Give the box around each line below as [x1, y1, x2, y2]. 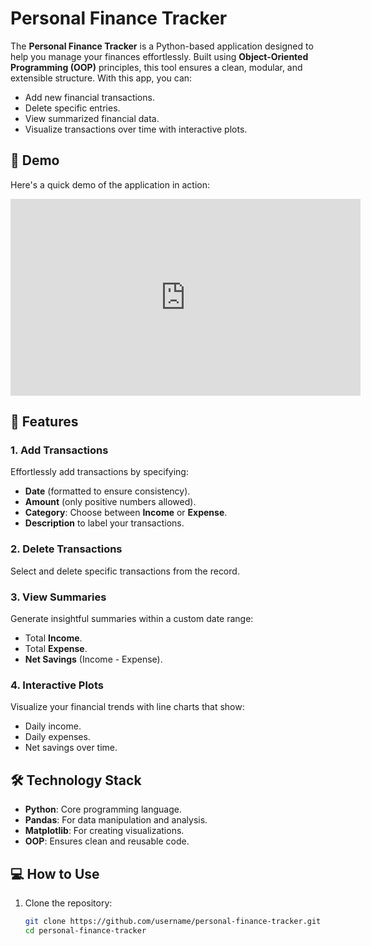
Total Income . [24, 632, 83, 644]
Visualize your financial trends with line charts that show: [10, 701, 245, 713]
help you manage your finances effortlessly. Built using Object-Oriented [10, 50, 309, 62]
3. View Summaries [10, 590, 107, 604]
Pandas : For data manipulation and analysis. [24, 814, 208, 826]
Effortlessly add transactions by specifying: [10, 466, 189, 478]
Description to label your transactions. [24, 517, 185, 529]
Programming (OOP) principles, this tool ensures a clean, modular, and [10, 61, 303, 73]
